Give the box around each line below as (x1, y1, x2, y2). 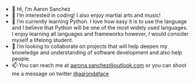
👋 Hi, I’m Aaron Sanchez (11, 6, 71, 12)
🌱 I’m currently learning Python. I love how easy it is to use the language (11, 18, 187, 25)
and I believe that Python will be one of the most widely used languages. (11, 24, 188, 31)
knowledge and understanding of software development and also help (11, 49, 183, 56)
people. (11, 56, 31, 62)
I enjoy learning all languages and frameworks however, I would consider (11, 30, 189, 37)
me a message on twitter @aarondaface (11, 70, 109, 77)
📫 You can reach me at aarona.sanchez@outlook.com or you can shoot (11, 62, 187, 68)
